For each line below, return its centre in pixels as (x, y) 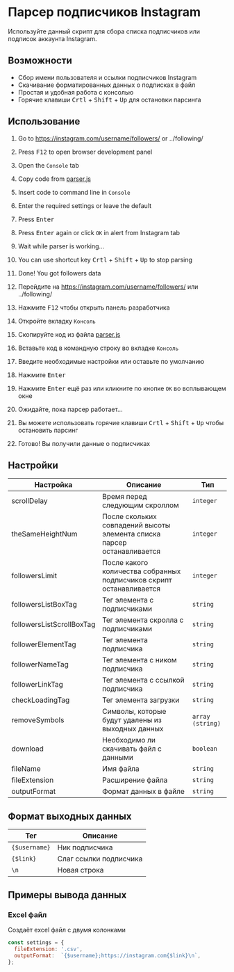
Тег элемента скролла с (143, 620)
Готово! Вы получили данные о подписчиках (84, 443)
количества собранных (142, 571)
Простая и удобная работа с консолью (76, 92)
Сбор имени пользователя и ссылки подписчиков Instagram (107, 77)
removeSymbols (38, 720)
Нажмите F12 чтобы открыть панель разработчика (94, 308)
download (28, 749)
